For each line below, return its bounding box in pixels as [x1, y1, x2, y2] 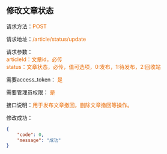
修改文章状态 [6, 5, 54, 16]
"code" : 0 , [17, 131, 44, 138]
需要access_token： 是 [6, 76, 63, 83]
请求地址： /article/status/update [6, 35, 87, 43]
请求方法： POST [6, 23, 47, 30]
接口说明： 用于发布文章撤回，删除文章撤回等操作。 [6, 101, 133, 108]
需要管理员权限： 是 [6, 89, 55, 96]
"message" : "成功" [17, 137, 61, 143]
